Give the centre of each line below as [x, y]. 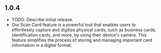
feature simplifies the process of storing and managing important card [82, 40]
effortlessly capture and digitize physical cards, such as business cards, [84, 30]
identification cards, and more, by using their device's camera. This [79, 35]
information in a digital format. [42, 45]
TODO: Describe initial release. [42, 19]
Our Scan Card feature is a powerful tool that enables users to [74, 25]
